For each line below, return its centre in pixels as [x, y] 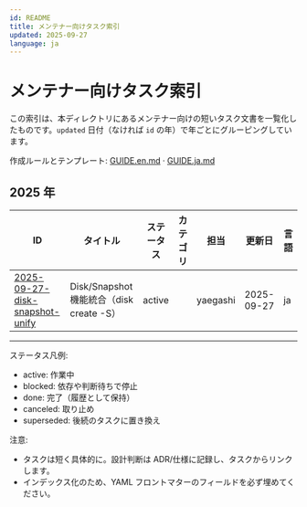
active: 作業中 [48, 375]
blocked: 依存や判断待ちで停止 [80, 386]
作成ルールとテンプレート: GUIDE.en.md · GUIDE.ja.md [112, 161]
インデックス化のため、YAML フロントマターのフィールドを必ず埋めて [155, 482]
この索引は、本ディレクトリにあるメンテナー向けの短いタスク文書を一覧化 [149, 119]
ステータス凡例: [39, 355]
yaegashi [216, 300]
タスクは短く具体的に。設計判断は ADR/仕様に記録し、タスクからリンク [158, 459]
